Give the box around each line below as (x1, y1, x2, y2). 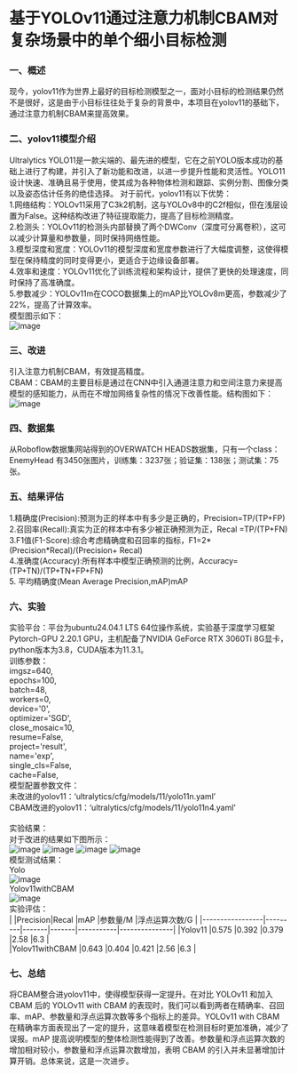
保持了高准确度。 (16, 277, 80, 287)
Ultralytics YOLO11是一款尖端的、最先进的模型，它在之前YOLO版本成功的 (9, 155, 276, 165)
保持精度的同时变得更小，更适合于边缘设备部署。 (24, 254, 204, 265)
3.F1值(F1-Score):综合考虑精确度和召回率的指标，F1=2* (9, 534, 212, 545)
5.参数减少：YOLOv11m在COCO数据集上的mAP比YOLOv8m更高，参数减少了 (9, 288, 287, 299)
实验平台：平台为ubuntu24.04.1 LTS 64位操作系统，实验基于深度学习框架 (9, 621, 275, 632)
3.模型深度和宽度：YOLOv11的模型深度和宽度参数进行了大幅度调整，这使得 (9, 244, 281, 254)
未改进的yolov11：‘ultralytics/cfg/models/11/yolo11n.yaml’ (9, 790, 216, 801)
